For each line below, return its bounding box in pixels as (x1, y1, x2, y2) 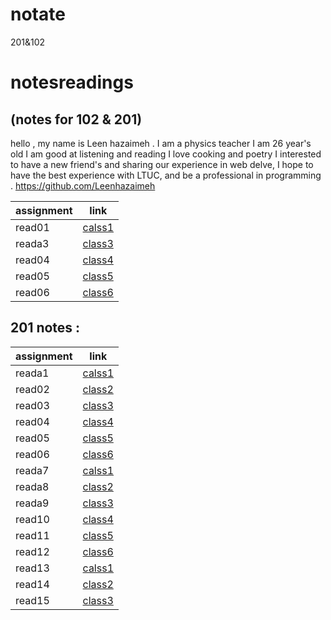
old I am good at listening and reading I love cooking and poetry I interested (10, 148, 322, 160)
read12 (15, 544, 50, 558)
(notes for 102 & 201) (10, 111, 143, 128)
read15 (15, 593, 50, 607)
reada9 (15, 496, 50, 510)
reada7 (15, 463, 50, 477)
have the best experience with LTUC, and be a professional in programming (10, 169, 322, 181)
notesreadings (10, 71, 134, 94)
